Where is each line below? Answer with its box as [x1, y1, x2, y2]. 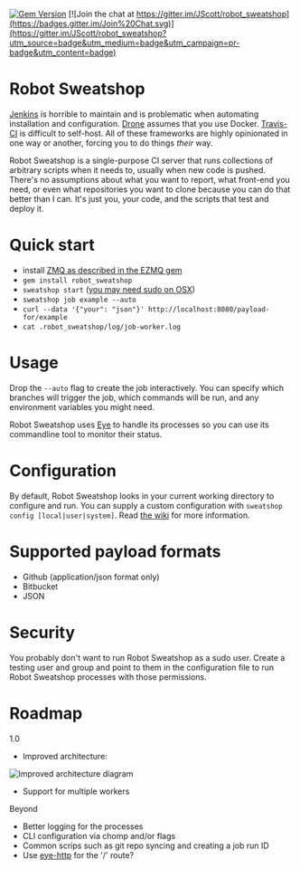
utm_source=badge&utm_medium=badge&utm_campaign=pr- [9, 37, 240, 48]
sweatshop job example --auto [22, 295, 137, 304]
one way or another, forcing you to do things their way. [9, 137, 213, 148]
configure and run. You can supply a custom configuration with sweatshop [9, 500, 283, 511]
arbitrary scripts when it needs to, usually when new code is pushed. [9, 164, 267, 176]
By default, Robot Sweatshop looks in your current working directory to [9, 490, 275, 501]
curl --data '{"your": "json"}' [22, 304, 145, 314]
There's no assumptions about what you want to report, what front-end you [9, 174, 291, 185]
